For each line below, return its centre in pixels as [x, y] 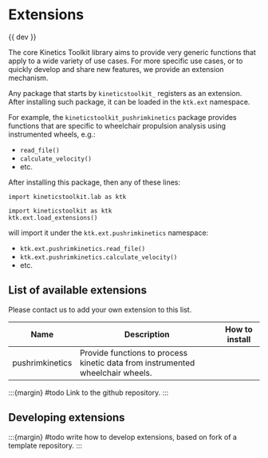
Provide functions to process [134, 352]
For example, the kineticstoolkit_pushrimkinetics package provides [122, 117]
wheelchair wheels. [116, 372]
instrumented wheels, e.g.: [52, 134]
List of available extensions [78, 291]
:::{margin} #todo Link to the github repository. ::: [89, 392]
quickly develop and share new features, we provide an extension [116, 69]
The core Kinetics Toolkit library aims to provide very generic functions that [132, 52]
